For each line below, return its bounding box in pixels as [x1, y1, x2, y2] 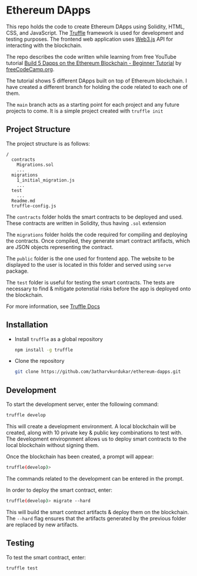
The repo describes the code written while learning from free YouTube [6, 53, 176, 60]
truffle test [6, 565, 38, 571]
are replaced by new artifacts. [6, 521, 79, 528]
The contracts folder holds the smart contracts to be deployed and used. [6, 213, 183, 220]
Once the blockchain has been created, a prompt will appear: [6, 453, 154, 460]
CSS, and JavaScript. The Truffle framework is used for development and [6, 29, 184, 36]
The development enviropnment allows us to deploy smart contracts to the [6, 435, 187, 442]
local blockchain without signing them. [6, 442, 99, 448]
